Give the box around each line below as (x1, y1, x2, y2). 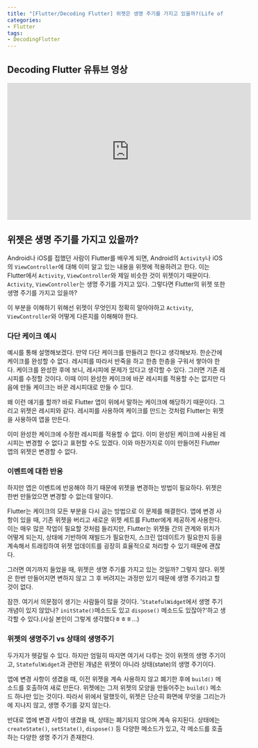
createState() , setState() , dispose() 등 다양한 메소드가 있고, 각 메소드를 (7, 724, 210, 733)
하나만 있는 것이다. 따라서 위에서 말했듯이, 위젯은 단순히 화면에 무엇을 (14, 692, 202, 700)
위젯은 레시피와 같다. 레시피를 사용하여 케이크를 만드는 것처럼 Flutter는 (19, 406, 211, 415)
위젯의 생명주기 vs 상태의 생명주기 (7, 634, 115, 644)
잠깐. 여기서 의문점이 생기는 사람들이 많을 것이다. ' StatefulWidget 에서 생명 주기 (7, 598, 223, 606)
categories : (7, 17, 42, 24)
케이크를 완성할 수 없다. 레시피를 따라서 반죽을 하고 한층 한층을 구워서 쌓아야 (7, 357, 213, 365)
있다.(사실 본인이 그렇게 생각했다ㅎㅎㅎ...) (27, 615, 140, 623)
